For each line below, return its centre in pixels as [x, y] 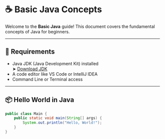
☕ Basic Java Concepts [54, 10]
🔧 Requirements [30, 52]
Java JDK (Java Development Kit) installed [55, 63]
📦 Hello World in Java [40, 100]
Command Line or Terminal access [47, 79]
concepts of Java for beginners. [38, 31]
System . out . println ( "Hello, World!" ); [62, 123]
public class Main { [26, 113]
